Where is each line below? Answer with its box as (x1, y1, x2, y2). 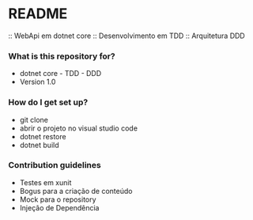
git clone (19, 115, 49, 124)
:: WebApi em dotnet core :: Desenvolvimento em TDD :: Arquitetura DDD (8, 31, 245, 40)
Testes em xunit (19, 177, 72, 187)
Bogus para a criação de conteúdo (19, 186, 133, 195)
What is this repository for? (8, 51, 116, 62)
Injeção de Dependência (19, 203, 100, 212)
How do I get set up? (8, 97, 89, 108)
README (8, 5, 68, 23)
